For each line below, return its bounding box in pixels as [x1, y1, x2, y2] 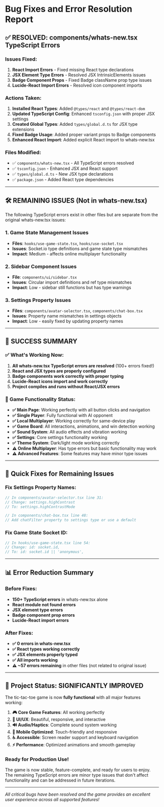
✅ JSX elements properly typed [12, 652, 78, 658]
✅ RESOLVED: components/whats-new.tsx [5, 33, 138, 42]
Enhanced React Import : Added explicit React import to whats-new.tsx [12, 137, 155, 143]
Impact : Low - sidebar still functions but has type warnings [12, 284, 131, 290]
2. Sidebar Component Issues [5, 263, 77, 270]
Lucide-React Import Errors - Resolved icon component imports [12, 82, 143, 88]
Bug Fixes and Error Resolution [5, 3, 133, 15]
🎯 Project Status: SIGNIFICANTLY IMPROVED [5, 681, 144, 690]
